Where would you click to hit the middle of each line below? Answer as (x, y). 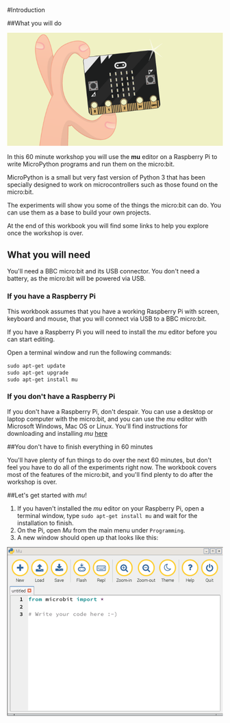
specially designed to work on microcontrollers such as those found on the (113, 185)
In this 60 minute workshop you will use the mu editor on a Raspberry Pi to (112, 157)
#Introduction (26, 10)
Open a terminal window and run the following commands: (90, 352)
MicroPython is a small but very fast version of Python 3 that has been (106, 177)
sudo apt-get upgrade (38, 373)
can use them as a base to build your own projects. (79, 212)
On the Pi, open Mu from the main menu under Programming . (101, 530)
